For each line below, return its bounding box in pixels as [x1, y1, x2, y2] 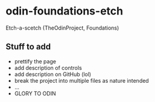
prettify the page [14, 57, 57, 65]
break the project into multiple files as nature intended [14, 77, 149, 84]
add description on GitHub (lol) [14, 71, 92, 78]
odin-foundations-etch [5, 4, 124, 18]
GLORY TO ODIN [14, 89, 56, 97]
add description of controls [14, 64, 82, 71]
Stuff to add [5, 42, 51, 52]
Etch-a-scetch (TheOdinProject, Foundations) [5, 24, 119, 31]
